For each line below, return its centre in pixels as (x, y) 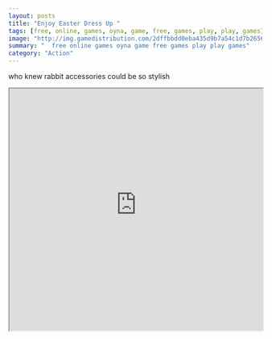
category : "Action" (41, 53)
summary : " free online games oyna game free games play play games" (129, 46)
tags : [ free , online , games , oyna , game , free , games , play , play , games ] (136, 31)
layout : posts (32, 16)
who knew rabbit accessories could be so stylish (89, 76)
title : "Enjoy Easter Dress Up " (64, 23)
